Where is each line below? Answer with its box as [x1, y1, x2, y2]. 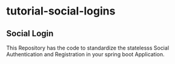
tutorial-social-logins [6, 4, 116, 18]
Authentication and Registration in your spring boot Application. [6, 51, 165, 58]
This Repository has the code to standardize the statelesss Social [6, 44, 170, 51]
